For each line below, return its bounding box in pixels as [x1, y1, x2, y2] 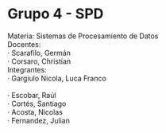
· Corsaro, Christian [7, 57, 71, 66]
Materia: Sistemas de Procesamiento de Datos [7, 31, 159, 41]
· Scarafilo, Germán [7, 48, 71, 57]
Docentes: [7, 39, 41, 49]
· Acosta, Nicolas [7, 107, 63, 116]
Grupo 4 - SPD [7, 5, 104, 23]
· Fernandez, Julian [7, 115, 71, 125]
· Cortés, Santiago [7, 99, 67, 108]
